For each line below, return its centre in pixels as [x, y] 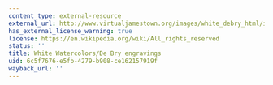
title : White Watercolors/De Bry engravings [85, 53]
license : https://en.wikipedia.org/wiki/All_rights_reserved [114, 38]
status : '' [27, 46]
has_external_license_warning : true [70, 31]
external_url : [32, 23]
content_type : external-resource [65, 16]
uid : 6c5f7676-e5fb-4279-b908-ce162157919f [83, 62]
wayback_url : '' [36, 69]
